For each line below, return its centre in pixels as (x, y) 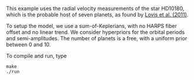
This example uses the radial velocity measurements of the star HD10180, (95, 8)
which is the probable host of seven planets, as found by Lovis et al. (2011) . (97, 15)
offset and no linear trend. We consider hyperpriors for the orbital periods (96, 32)
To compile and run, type (37, 56)
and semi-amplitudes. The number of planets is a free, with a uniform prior (97, 38)
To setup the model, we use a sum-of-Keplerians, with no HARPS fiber (91, 26)
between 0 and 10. (29, 44)
